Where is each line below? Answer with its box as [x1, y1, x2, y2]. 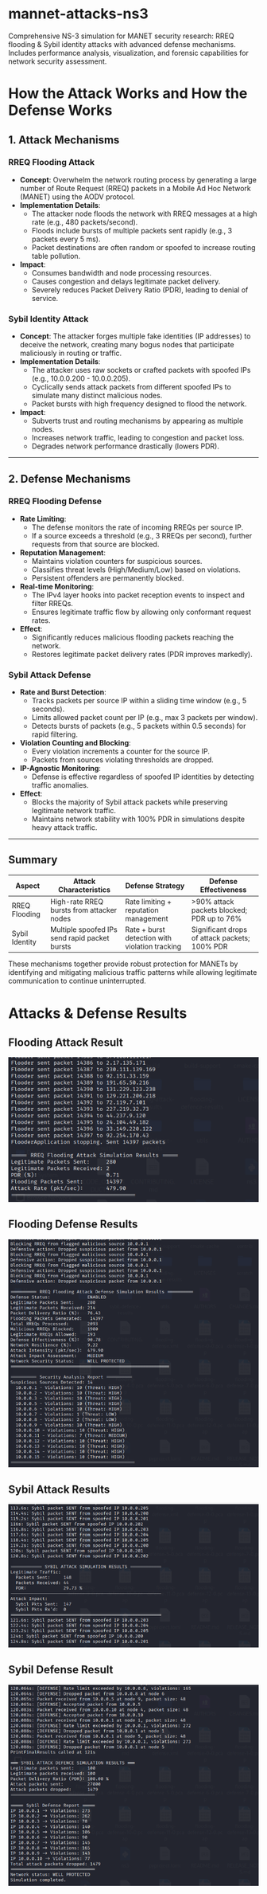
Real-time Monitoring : [19, 581, 94, 591]
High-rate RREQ [50, 897, 104, 906]
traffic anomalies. [31, 781, 89, 790]
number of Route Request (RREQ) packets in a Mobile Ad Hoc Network [19, 183, 252, 193]
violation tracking [125, 941, 182, 951]
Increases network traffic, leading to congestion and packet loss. [31, 433, 245, 443]
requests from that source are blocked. [31, 539, 160, 549]
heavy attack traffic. [31, 823, 98, 832]
